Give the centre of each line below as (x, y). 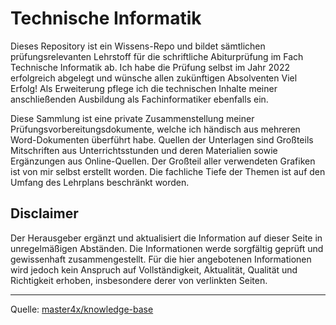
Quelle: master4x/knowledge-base (82, 309)
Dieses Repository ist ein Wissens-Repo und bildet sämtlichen (138, 46)
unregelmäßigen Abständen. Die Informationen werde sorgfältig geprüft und (167, 248)
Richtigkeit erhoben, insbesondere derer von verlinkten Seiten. (139, 280)
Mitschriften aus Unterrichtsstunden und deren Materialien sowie (144, 150)
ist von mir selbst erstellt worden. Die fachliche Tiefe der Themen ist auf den (168, 171)
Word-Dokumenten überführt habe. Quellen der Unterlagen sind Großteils (162, 139)
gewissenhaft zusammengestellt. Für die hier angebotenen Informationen (161, 259)
